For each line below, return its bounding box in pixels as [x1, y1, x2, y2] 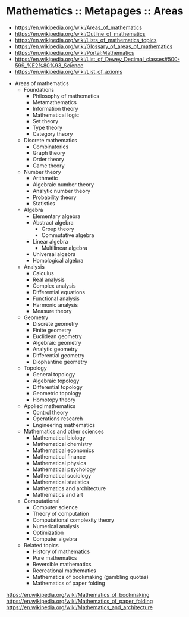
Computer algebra [32, 535, 77, 543]
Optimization [32, 529, 64, 536]
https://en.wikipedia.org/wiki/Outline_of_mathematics [14, 30, 146, 37]
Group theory [41, 225, 74, 232]
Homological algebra [32, 257, 84, 264]
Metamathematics [32, 98, 77, 105]
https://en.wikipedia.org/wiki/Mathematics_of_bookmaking [6, 591, 150, 598]
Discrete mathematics [23, 136, 77, 144]
